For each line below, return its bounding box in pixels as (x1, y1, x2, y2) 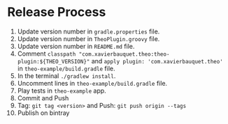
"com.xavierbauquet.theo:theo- (78, 50, 170, 58)
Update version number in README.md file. (17, 42, 135, 50)
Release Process (7, 4, 106, 20)
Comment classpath (17, 49, 76, 58)
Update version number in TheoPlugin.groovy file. (17, 34, 160, 42)
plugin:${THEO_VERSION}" (17, 58, 90, 65)
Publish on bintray (17, 109, 70, 117)
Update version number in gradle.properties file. (17, 27, 160, 36)
